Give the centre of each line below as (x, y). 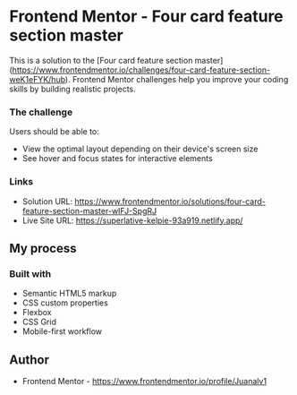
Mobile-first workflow (62, 331)
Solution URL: (47, 201)
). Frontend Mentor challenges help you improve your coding (177, 79)
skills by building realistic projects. (72, 89)
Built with (30, 273)
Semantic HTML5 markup (69, 294)
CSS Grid (39, 322)
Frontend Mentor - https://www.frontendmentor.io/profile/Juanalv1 (144, 382)
